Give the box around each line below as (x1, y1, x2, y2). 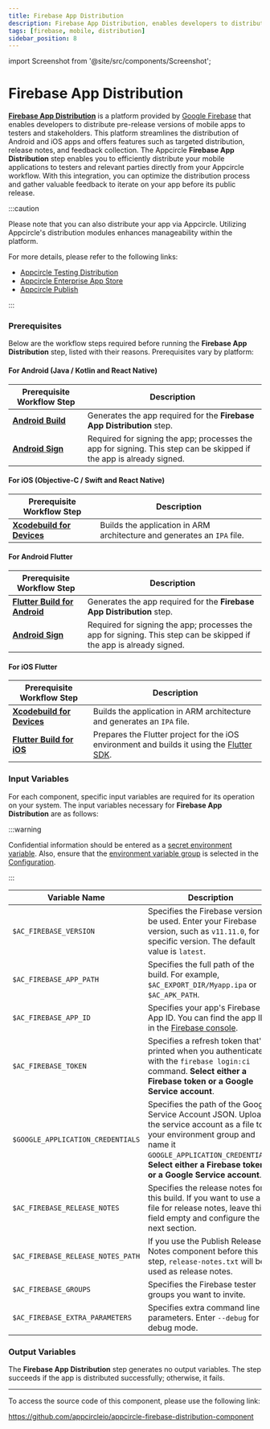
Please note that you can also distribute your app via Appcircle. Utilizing (8, 219, 247, 229)
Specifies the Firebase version (147, 905, 263, 916)
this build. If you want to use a (147, 1192, 261, 1204)
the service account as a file (147, 1118, 255, 1130)
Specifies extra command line (147, 1302, 260, 1313)
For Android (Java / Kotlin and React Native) (8, 366, 158, 375)
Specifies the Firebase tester (147, 1278, 257, 1290)
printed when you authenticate (147, 1045, 264, 1056)
